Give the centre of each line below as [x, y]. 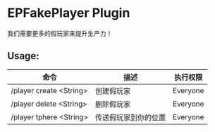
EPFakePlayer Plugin [69, 13]
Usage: [24, 56]
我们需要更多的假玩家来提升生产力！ [60, 33]
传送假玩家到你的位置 [130, 117]
